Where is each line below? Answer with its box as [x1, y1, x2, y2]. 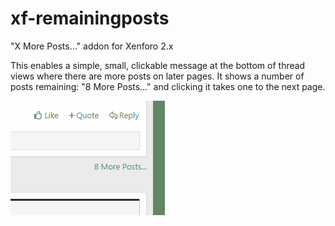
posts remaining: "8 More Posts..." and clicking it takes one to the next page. [10, 80, 326, 92]
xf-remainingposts [10, 7, 170, 30]
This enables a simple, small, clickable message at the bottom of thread [10, 59, 306, 71]
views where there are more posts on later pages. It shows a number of [10, 70, 305, 82]
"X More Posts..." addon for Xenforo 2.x [10, 40, 174, 52]
